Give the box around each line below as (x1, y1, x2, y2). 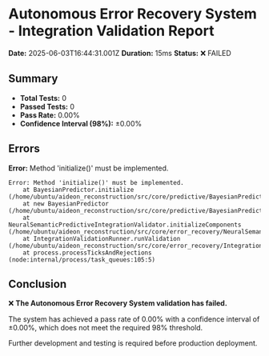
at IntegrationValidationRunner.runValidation (22, 234, 181, 242)
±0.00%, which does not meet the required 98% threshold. (8, 323, 203, 333)
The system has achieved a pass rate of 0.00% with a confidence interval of (8, 314, 260, 324)
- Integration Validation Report (8, 22, 215, 40)
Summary (8, 72, 58, 86)
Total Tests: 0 (19, 93, 66, 102)
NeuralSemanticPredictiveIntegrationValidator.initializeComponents (8, 221, 242, 229)
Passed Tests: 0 (19, 102, 74, 111)
